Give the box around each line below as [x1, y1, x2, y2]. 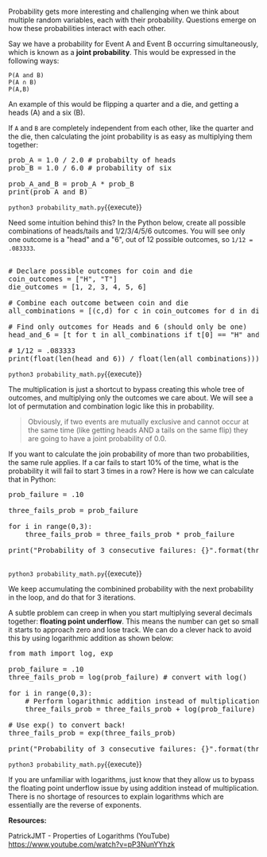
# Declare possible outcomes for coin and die [8, 267, 193, 276]
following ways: [8, 56, 60, 65]
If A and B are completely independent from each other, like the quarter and [8, 123, 254, 132]
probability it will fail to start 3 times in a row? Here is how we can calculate [8, 466, 254, 475]
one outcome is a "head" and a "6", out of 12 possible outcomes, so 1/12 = [8, 235, 253, 244]
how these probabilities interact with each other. [8, 24, 166, 33]
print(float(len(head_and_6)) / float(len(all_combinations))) [8, 354, 260, 363]
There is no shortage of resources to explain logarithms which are [8, 792, 224, 801]
